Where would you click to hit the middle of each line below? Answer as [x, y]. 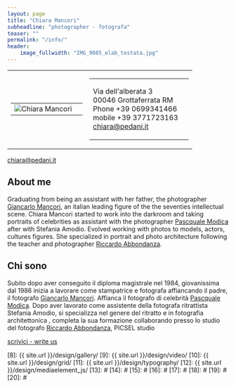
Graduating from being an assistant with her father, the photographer [107, 199]
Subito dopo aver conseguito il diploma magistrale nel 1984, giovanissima [113, 283]
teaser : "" [23, 33]
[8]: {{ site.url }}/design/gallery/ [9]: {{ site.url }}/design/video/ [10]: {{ [108, 355]
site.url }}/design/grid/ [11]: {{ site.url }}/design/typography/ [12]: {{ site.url [114, 362]
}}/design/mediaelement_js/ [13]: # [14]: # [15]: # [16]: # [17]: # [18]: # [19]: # [117, 370]
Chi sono [27, 266]
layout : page [26, 14]
